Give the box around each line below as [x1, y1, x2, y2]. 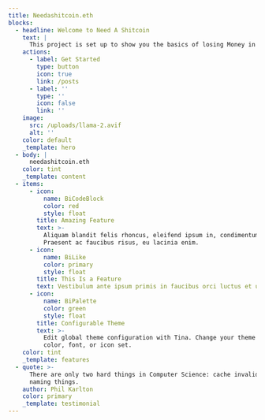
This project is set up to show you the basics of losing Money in [28, 41, 256, 49]
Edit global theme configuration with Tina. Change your [43, 334, 235, 342]
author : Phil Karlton [22, 385, 93, 393]
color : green [43, 304, 87, 312]
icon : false [36, 99, 77, 107]
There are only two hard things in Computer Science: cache [28, 370, 231, 378]
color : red [43, 202, 80, 210]
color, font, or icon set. [43, 341, 132, 349]
